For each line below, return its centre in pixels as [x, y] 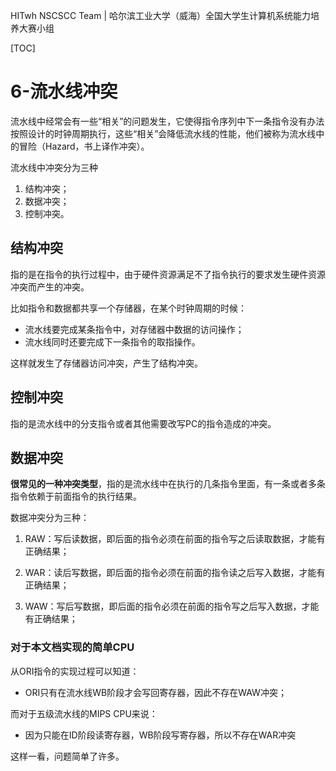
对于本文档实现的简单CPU [72, 647]
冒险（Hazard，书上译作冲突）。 [84, 146]
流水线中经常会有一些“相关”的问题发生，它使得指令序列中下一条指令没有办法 [167, 121]
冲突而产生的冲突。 [50, 286]
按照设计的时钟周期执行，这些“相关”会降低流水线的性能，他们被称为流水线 [163, 133]
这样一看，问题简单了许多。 [67, 756]
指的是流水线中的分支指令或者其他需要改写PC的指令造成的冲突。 [143, 423]
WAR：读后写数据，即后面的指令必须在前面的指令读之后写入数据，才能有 [175, 573]
